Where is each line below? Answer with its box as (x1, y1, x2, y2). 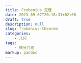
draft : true (5, 17, 31, 22)
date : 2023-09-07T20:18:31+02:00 (5, 12, 76, 17)
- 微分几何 (14, 45, 35, 50)
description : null (5, 21, 44, 27)
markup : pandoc (5, 50, 38, 55)
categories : (5, 31, 31, 36)
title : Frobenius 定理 (5, 7, 52, 13)
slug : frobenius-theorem (5, 26, 58, 31)
